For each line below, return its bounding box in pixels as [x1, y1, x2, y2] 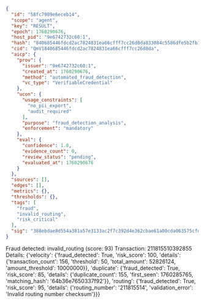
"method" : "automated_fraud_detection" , [21, 74, 127, 80]
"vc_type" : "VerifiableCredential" [21, 80, 113, 86]
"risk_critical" [17, 216, 59, 223]
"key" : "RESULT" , [11, 23, 56, 29]
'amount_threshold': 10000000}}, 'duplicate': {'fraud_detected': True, [6, 264, 181, 272]
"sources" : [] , [11, 177, 50, 183]
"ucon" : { [17, 91, 42, 97]
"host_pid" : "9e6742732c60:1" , [11, 34, 91, 40]
